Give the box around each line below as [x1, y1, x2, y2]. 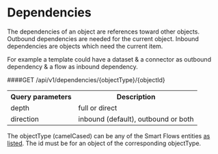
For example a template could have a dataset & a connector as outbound [7, 55, 212, 63]
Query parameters [10, 92, 72, 101]
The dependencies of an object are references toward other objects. [7, 27, 200, 36]
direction [10, 114, 40, 124]
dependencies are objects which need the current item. [7, 42, 163, 50]
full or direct [78, 103, 118, 112]
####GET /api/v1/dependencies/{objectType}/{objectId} [7, 75, 165, 84]
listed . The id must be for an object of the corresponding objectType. [7, 139, 202, 147]
